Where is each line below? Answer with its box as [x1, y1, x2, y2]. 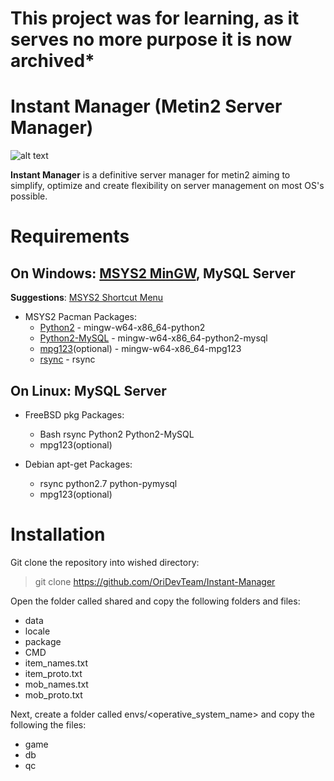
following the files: [10, 718, 87, 731]
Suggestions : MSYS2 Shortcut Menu [10, 292, 164, 304]
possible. [10, 190, 48, 202]
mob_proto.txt [24, 688, 83, 701]
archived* [10, 50, 95, 72]
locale [24, 625, 51, 637]
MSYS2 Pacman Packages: [24, 311, 138, 323]
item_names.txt [24, 657, 88, 669]
